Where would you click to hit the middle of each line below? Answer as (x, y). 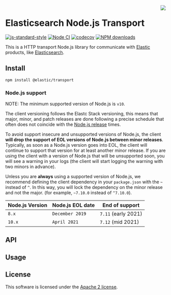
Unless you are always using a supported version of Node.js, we (73, 177)
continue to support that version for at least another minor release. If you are (85, 151)
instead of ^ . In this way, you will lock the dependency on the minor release (84, 187)
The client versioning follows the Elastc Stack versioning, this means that (82, 114)
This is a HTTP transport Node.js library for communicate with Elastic (78, 47)
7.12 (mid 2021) (120, 222)
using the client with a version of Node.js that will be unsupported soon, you (85, 156)
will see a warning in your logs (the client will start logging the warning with (84, 161)
